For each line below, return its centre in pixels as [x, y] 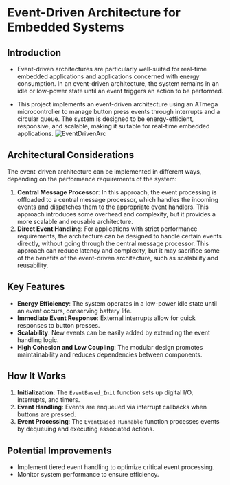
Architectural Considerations [71, 155]
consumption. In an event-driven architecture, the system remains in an [118, 83]
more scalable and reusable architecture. [75, 221]
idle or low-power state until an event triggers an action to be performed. [120, 91]
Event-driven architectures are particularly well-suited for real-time [112, 69]
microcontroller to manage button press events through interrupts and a [118, 112]
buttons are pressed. [46, 414]
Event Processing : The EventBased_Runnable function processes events [118, 422]
